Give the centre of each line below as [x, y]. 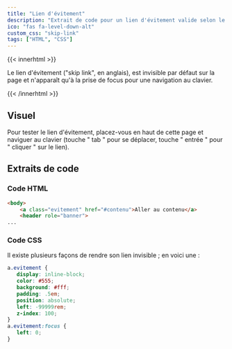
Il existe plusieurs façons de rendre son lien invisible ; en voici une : [103, 255]
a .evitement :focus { [37, 326]
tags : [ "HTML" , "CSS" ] [40, 40]
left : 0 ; [29, 333]
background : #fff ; [43, 288]
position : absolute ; [46, 300]
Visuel [22, 115]
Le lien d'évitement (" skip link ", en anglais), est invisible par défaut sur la [111, 73]
